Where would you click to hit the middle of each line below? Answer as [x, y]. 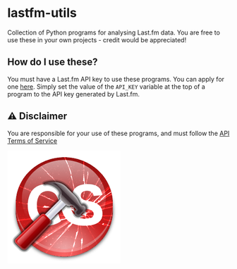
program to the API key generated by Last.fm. [73, 94]
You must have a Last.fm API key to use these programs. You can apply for [116, 79]
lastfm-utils [42, 13]
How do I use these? [53, 62]
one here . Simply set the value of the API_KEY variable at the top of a [107, 87]
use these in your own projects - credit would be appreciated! [97, 39]
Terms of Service [32, 140]
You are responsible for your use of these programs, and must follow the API [119, 133]
